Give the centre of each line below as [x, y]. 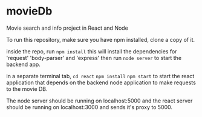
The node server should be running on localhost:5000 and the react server [99, 101]
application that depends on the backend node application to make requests [101, 82]
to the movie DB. [27, 89]
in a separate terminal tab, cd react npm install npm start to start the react [100, 76]
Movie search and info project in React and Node [67, 28]
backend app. [23, 64]
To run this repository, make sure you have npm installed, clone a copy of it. [101, 39]
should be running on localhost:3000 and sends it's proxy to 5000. [89, 107]
